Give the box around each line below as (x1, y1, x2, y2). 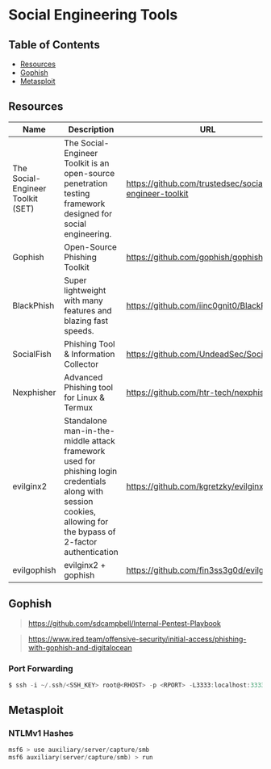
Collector (64, 358, 99, 369)
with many (64, 295, 103, 306)
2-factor (64, 536, 98, 547)
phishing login (64, 465, 118, 477)
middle (64, 435, 90, 446)
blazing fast (64, 315, 109, 326)
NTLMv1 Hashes (8, 728, 74, 739)
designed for (64, 208, 113, 219)
